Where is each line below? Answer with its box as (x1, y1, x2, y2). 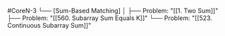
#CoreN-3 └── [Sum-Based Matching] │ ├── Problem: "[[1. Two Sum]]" (7, 7, 219, 15)
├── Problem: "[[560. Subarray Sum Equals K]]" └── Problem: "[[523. (7, 14, 213, 22)
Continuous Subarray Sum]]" (7, 21, 92, 29)
